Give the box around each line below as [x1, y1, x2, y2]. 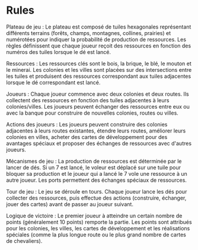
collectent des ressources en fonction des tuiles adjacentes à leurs [6, 96, 170, 104]
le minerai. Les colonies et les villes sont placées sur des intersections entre [6, 66, 192, 73]
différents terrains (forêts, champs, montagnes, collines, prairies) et [6, 29, 171, 36]
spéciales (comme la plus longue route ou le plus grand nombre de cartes [6, 231, 187, 238]
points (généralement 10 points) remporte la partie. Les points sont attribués [6, 218, 192, 226]
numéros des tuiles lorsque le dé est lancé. [6, 48, 111, 55]
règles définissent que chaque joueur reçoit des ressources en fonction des [6, 42, 191, 49]
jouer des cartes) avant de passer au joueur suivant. [6, 200, 133, 208]
